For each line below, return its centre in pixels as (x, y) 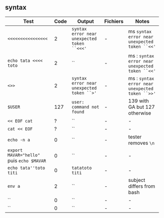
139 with (138, 100)
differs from (142, 186)
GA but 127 (142, 107)
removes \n (141, 143)
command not (85, 107)
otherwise (140, 113)
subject (137, 180)
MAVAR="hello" (24, 155)
